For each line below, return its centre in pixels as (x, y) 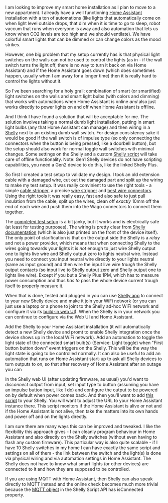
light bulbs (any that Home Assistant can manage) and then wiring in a (78, 127)
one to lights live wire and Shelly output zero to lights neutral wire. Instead (81, 254)
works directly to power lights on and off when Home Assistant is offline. (80, 107)
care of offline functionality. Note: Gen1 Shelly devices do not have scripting (83, 159)
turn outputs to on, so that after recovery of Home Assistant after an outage (83, 364)
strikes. (13, 45)
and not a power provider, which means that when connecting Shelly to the (83, 243)
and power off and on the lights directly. (46, 416)
